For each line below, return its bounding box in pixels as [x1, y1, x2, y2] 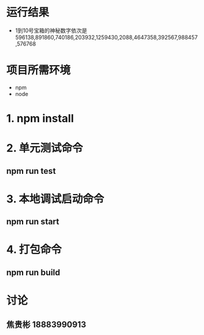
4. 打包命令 [6, 243, 62, 257]
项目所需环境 [6, 63, 71, 77]
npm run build [6, 267, 61, 277]
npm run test [6, 165, 56, 176]
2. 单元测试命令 [6, 141, 83, 155]
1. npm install [6, 112, 74, 125]
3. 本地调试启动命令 [6, 192, 105, 205]
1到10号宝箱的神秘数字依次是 [15, 27, 88, 34]
